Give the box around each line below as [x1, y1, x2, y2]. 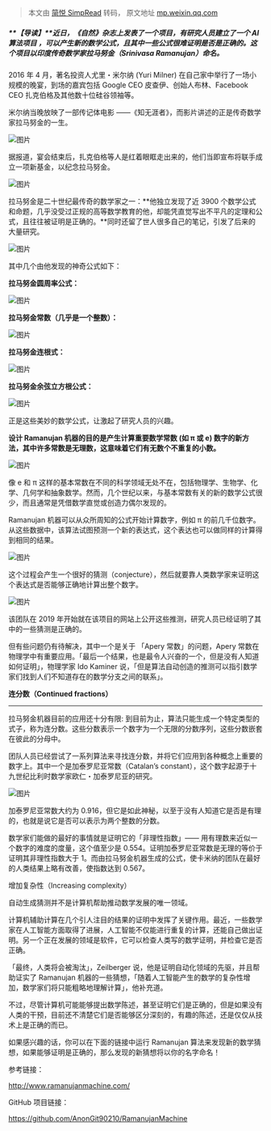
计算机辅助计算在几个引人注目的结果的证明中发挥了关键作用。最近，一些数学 [8, 914, 263, 925]
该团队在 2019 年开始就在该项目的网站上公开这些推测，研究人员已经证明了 [8, 614, 255, 624]
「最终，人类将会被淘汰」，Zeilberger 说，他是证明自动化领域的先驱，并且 [8, 962, 253, 972]
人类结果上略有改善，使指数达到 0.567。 [15, 863, 150, 873]
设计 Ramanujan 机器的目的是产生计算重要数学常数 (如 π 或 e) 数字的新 [8, 433, 243, 443]
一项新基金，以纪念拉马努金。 [15, 162, 115, 172]
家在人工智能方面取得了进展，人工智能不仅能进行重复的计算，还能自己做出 [8, 925, 256, 934]
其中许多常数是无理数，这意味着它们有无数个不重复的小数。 [22, 443, 220, 452]
